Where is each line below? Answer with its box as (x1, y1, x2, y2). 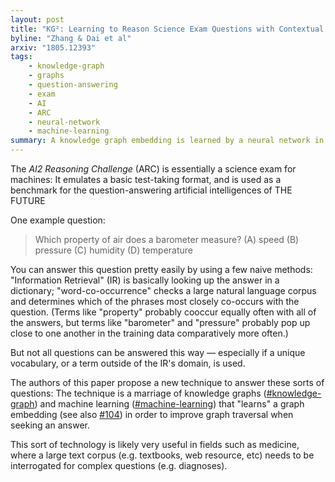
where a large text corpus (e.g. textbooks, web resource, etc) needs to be (10, 449, 315, 461)
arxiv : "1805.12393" (10, 42, 97, 53)
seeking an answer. (10, 419, 90, 431)
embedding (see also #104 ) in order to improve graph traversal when (10, 409, 294, 420)
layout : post (10, 14, 65, 25)
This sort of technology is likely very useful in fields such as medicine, (10, 439, 300, 450)
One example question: (10, 214, 106, 226)
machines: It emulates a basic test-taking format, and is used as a (10, 174, 282, 185)
